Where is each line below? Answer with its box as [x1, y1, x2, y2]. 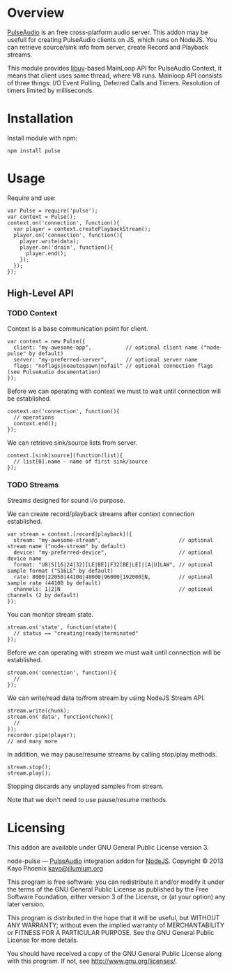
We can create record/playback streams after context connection [7, 509, 195, 518]
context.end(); [13, 420, 58, 427]
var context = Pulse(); [7, 213, 77, 220]
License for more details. [7, 936, 79, 944]
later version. [7, 900, 45, 908]
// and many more [7, 738, 58, 745]
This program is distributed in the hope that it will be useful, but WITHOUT [7, 913, 220, 922]
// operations [13, 414, 54, 421]
